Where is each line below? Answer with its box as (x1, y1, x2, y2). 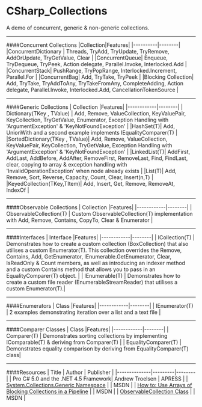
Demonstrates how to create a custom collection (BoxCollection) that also (6, 240, 189, 247)
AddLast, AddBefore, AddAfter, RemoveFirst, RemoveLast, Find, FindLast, (6, 155, 188, 162)
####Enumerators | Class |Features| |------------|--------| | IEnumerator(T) (6, 302, 194, 309)
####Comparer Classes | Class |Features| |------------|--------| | (6, 326, 169, 333)
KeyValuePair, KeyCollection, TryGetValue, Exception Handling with (6, 141, 173, 148)
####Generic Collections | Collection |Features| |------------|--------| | (6, 103, 183, 111)
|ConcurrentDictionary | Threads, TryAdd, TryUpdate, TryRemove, (6, 47, 170, 55)
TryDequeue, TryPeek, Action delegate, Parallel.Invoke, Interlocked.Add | (6, 60, 188, 67)
